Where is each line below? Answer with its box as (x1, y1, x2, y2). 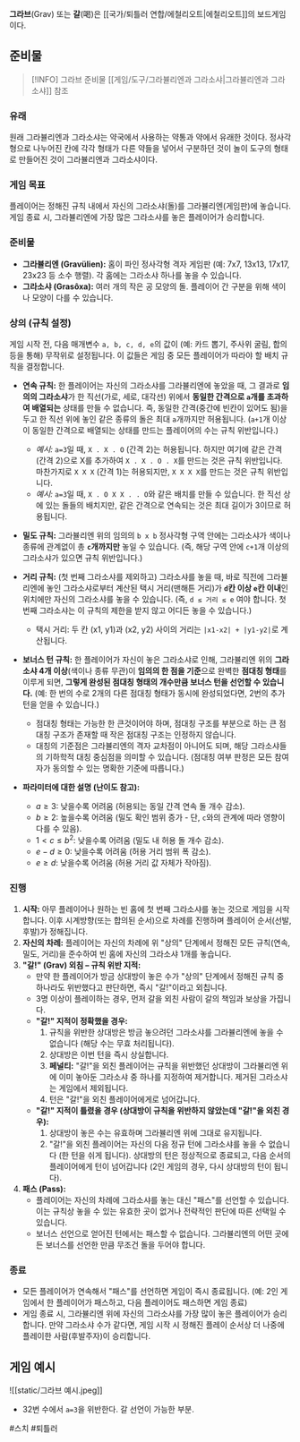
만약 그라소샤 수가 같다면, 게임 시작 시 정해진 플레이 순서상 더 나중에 (48, 1319, 285, 1330)
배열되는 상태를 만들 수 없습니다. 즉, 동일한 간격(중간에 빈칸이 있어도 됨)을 (30, 403, 288, 413)
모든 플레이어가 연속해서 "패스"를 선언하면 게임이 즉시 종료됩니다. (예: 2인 (21, 1286, 279, 1297)
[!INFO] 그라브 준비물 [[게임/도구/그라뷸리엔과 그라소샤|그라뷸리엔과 (30, 73, 269, 84)
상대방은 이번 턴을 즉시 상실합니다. (48, 1049, 169, 1060)
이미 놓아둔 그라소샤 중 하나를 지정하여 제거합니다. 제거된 (58, 1071, 257, 1082)
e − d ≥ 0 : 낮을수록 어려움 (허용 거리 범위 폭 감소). (35, 846, 211, 857)
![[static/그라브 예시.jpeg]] (9, 1385, 103, 1395)
